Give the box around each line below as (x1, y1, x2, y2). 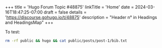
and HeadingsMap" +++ (5, 19, 54, 25)
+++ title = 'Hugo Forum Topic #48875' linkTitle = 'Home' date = (5, 4, 134, 10)
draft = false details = (43, 9, 87, 15)
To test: (5, 29, 20, 34)
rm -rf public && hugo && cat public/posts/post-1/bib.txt (5, 38, 127, 43)
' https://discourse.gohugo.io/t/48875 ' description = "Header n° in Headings (5, 15, 157, 20)
